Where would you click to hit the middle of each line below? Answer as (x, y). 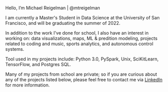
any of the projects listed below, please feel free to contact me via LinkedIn (84, 80)
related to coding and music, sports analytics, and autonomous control (79, 44)
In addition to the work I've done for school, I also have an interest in (77, 33)
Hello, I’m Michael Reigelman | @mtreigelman (53, 8)
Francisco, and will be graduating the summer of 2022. (63, 23)
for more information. (27, 85)
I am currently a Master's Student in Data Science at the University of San (82, 18)
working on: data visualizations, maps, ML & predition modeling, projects (81, 38)
